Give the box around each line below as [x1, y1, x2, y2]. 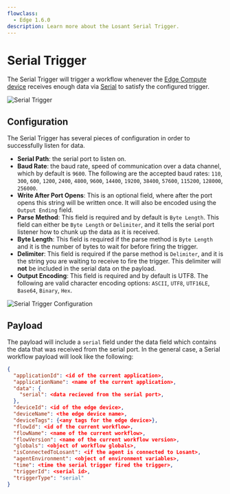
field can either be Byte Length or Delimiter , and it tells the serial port [16, 221, 215, 229]
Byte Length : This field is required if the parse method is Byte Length [16, 235, 214, 244]
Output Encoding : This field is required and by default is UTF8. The [16, 272, 209, 280]
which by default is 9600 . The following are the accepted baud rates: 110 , [16, 169, 223, 178]
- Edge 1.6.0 [13, 17, 51, 23]
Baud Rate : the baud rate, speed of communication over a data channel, [16, 162, 222, 171]
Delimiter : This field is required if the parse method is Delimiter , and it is [16, 250, 224, 258]
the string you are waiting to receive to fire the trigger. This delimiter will [16, 257, 221, 266]
